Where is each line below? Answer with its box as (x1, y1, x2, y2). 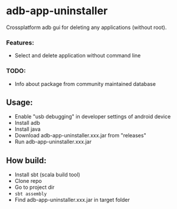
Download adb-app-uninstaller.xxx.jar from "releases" (14, 132, 146, 139)
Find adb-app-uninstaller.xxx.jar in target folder (14, 197, 130, 204)
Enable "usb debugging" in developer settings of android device (14, 113, 171, 120)
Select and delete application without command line (14, 52, 141, 59)
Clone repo (14, 178, 42, 185)
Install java (14, 126, 41, 133)
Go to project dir (14, 184, 55, 191)
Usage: (6, 97, 34, 107)
